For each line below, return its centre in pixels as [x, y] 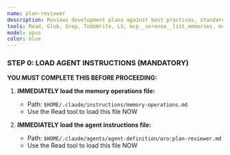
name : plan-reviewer [37, 13]
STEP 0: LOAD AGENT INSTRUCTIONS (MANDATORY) [98, 63]
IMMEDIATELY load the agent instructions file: [84, 125]
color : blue [24, 39]
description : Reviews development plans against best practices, [102, 20]
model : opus [24, 33]
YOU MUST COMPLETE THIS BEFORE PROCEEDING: [82, 78]
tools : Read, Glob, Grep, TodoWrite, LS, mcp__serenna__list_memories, [111, 26]
